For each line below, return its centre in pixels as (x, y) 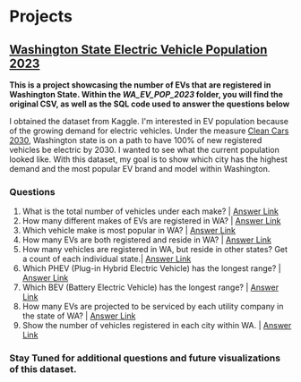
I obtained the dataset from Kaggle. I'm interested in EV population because (149, 121)
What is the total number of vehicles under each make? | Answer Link (150, 211)
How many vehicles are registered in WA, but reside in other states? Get (155, 250)
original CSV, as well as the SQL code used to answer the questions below (150, 104)
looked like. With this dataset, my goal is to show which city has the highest (149, 159)
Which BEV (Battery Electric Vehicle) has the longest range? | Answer (150, 287)
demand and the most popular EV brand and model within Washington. (140, 169)
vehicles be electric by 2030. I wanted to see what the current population (144, 150)
